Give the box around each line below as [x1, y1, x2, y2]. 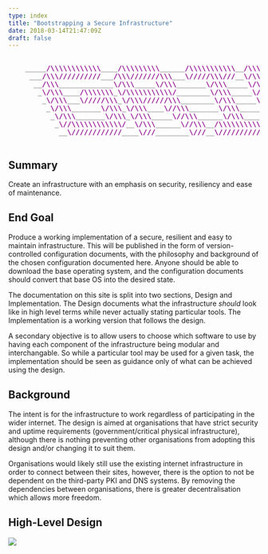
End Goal [8, 211, 54, 224]
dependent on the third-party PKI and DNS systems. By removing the [8, 476, 235, 485]
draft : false [8, 34, 52, 42]
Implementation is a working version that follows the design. [8, 315, 206, 325]
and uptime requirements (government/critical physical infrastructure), [8, 426, 240, 436]
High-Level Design [8, 516, 103, 529]
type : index [8, 11, 48, 20]
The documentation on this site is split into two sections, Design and [8, 290, 233, 299]
